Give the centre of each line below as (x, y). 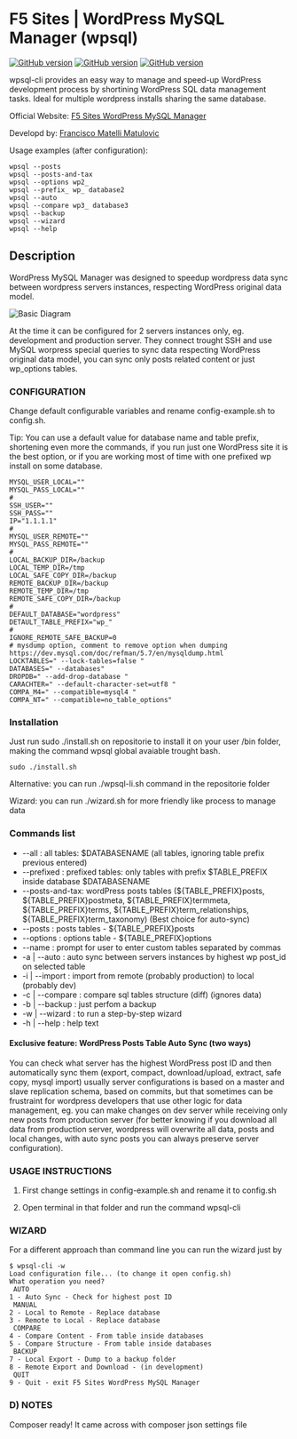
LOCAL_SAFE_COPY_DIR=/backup (63, 576)
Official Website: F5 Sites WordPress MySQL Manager (108, 116)
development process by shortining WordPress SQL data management (138, 89)
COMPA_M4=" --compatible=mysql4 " (73, 692)
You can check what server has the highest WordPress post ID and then (141, 1063)
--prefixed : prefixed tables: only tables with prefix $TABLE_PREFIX (145, 872)
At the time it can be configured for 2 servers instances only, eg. (127, 331)
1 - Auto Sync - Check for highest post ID (91, 1298)
